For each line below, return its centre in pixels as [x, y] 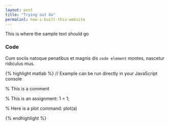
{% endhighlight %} [26, 118]
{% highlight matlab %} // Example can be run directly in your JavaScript [81, 73]
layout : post [19, 10]
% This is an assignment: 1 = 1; [37, 98]
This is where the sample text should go [47, 34]
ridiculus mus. [20, 64]
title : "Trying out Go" [31, 15]
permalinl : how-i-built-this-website [45, 19]
